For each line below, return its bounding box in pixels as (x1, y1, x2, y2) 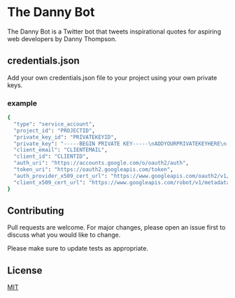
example (7, 98, 37, 108)
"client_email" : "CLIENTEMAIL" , (13, 147, 108, 154)
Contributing (7, 204, 64, 216)
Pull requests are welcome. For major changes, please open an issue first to (7, 223, 226, 232)
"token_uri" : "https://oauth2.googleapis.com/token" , (13, 166, 173, 173)
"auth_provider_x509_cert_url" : (13, 172, 108, 179)
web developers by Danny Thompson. (7, 34, 117, 43)
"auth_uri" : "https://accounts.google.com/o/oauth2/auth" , (13, 160, 190, 167)
